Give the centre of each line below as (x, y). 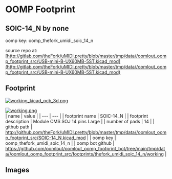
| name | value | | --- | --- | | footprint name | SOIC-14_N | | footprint (77, 116)
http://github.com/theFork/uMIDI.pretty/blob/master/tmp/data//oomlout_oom (86, 132)
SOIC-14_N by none (37, 28)
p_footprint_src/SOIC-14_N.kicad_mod (46, 138)
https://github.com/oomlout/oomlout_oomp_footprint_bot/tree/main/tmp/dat (85, 148)
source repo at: (21, 50)
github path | (19, 127)
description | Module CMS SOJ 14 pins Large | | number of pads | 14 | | (80, 121)
